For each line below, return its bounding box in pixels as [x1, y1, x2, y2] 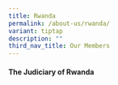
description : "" [8, 34, 63, 43]
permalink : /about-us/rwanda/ [8, 19, 111, 28]
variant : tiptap [8, 27, 63, 35]
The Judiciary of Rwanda [8, 66, 95, 77]
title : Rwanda [8, 11, 57, 20]
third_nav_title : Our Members [8, 42, 111, 50]
